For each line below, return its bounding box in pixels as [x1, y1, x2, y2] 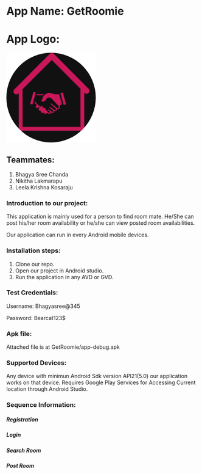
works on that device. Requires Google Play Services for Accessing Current [6, 379, 196, 386]
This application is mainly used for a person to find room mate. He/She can [6, 213, 194, 221]
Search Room [6, 447, 41, 454]
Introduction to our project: [6, 199, 88, 207]
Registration [6, 415, 38, 423]
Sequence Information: [6, 401, 76, 409]
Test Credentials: [6, 288, 58, 297]
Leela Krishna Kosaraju [15, 183, 73, 191]
